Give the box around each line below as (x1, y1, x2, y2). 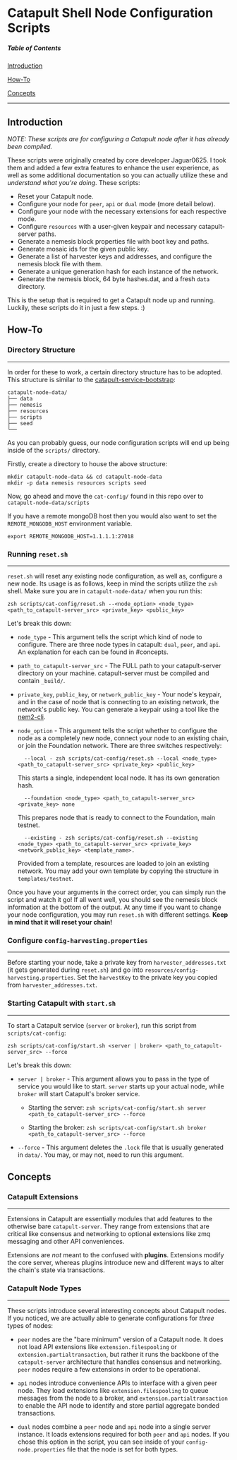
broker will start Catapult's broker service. (17, 1089, 140, 1098)
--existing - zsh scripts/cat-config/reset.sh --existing (24, 834, 198, 841)
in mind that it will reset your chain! (7, 918, 113, 926)
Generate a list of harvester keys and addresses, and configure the (17, 252, 212, 261)
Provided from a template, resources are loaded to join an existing (17, 859, 209, 867)
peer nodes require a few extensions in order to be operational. (17, 1365, 201, 1373)
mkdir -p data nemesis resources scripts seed (7, 479, 147, 487)
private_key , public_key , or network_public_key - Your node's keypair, (17, 690, 222, 699)
